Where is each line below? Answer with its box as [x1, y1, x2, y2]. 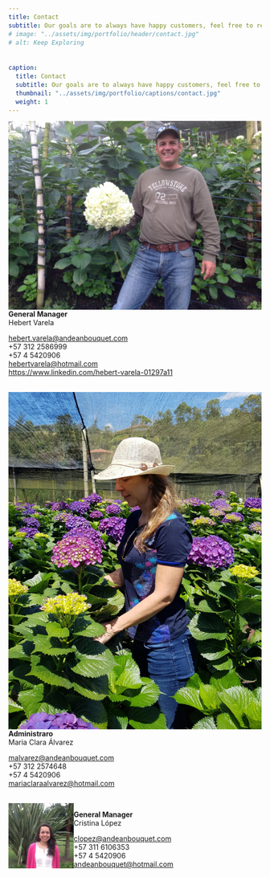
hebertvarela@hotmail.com [8, 359, 99, 369]
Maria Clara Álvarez [8, 737, 74, 747]
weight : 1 [15, 97, 48, 106]
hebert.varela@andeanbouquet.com [8, 333, 129, 343]
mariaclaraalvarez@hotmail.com [8, 779, 115, 789]
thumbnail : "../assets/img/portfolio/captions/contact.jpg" [15, 89, 221, 97]
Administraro [8, 729, 54, 739]
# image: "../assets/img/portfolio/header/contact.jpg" [8, 30, 199, 38]
